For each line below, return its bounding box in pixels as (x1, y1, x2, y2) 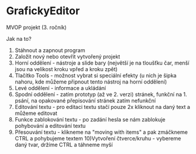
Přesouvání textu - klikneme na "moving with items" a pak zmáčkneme (14, 129, 188, 136)
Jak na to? (6, 35, 31, 42)
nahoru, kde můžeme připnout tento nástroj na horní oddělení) (14, 78, 167, 85)
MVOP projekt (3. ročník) (6, 24, 67, 31)
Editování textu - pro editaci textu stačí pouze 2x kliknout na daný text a (14, 103, 191, 110)
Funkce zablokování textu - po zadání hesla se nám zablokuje (14, 115, 166, 123)
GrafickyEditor (6, 4, 80, 18)
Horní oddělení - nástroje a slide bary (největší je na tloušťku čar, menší (14, 59, 189, 66)
